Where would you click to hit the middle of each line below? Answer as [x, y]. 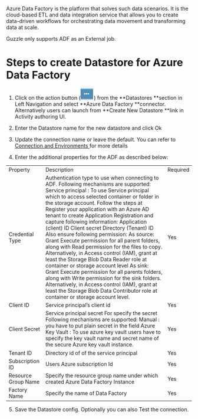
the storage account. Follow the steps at [94, 202]
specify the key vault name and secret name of [102, 338]
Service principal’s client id [78, 305]
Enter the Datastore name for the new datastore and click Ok [88, 128]
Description [59, 169]
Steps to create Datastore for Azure [95, 63]
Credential [21, 234]
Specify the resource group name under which [102, 376]
